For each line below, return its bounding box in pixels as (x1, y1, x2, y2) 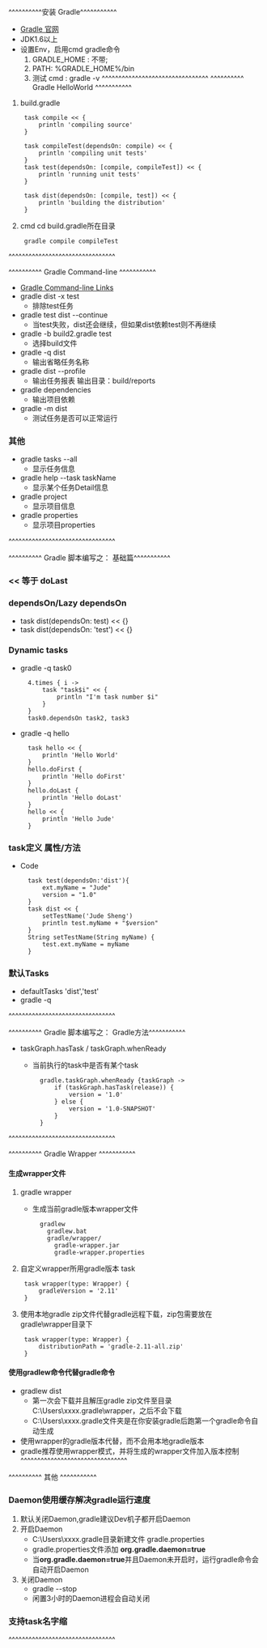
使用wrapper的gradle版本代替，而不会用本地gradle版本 (19, 1436, 205, 1446)
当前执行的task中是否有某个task (32, 1060, 139, 1070)
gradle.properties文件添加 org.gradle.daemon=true (32, 1544, 206, 1554)
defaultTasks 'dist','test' (19, 987, 100, 996)
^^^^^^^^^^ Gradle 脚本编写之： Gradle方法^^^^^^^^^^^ (8, 1027, 186, 1038)
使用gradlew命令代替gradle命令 (8, 1367, 116, 1378)
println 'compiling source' (38, 121, 133, 129)
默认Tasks (8, 968, 49, 979)
